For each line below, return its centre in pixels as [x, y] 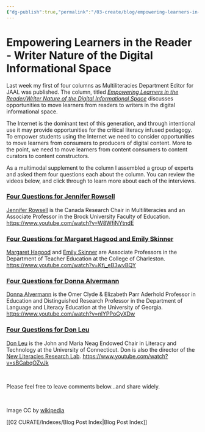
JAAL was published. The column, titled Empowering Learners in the [92, 92]
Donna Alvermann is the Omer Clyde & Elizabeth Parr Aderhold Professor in [101, 294]
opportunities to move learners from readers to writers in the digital [91, 105]
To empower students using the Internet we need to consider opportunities [100, 136]
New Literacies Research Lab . [44, 356]
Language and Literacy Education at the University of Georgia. [85, 308]
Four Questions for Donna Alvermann [63, 281]
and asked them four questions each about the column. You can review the [101, 174]
